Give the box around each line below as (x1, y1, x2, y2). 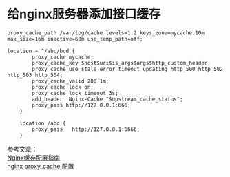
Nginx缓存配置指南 (7, 153, 61, 162)
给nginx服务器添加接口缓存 (7, 6, 161, 22)
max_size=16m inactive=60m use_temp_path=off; (7, 35, 143, 42)
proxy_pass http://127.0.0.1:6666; (32, 125, 140, 133)
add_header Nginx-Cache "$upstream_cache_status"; (32, 96, 184, 103)
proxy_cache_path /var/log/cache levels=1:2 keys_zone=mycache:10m (7, 29, 205, 37)
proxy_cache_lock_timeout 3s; (32, 90, 118, 96)
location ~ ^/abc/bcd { (7, 48, 76, 54)
